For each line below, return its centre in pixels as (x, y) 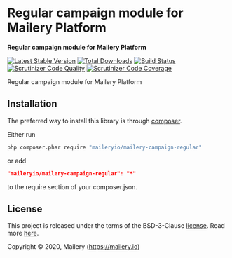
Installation (32, 104)
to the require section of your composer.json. (73, 186)
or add (17, 161)
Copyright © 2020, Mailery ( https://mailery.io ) (74, 247)
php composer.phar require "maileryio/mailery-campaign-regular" (104, 147)
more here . (23, 233)
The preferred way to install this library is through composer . (95, 121)
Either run (21, 134)
